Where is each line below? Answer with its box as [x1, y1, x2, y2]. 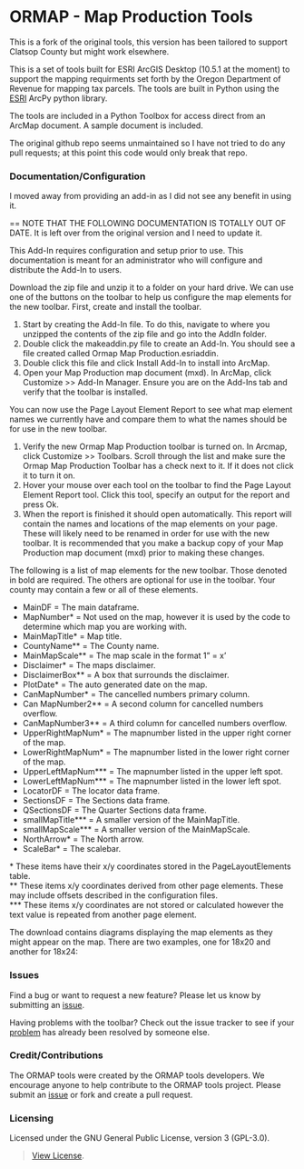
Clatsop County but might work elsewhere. [9, 45, 170, 56]
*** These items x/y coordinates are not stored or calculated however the [9, 900, 284, 911]
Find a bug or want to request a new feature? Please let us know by [9, 989, 261, 1001]
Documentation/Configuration [9, 170, 146, 183]
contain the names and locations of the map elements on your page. [22, 518, 279, 529]
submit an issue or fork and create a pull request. [9, 1089, 193, 1100]
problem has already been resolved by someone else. [9, 1026, 211, 1037]
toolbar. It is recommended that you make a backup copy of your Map [22, 538, 284, 549]
